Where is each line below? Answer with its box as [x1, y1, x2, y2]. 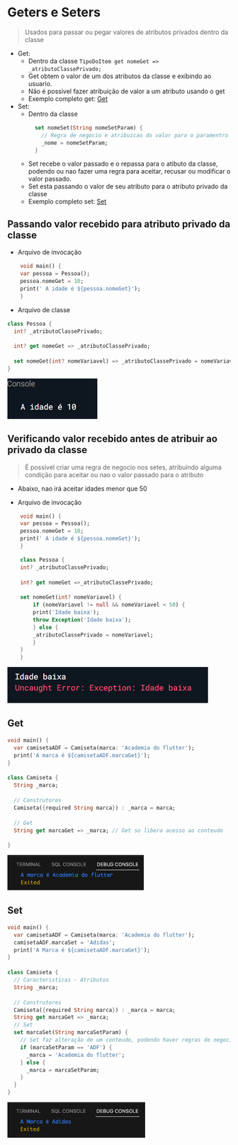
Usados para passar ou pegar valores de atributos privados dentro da [24, 28, 229, 36]
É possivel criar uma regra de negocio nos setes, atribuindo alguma [24, 463, 222, 472]
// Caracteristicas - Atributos [13, 976, 110, 984]
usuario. [28, 79, 52, 87]
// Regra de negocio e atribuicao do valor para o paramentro [41, 132, 229, 139]
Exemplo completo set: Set [28, 197, 107, 206]
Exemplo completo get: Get [28, 94, 108, 103]
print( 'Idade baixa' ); [33, 609, 100, 616]
